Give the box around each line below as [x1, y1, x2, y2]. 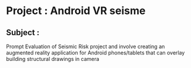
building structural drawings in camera [6, 56, 100, 62]
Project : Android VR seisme [6, 4, 146, 18]
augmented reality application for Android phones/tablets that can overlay [6, 49, 185, 56]
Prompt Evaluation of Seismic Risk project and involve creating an [6, 43, 165, 50]
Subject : [6, 28, 40, 38]
